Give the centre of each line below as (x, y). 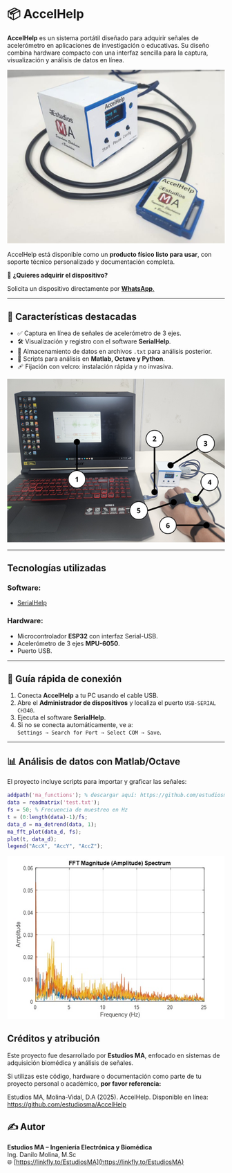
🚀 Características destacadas (72, 317)
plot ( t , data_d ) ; (32, 839)
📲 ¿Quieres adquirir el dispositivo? (58, 275)
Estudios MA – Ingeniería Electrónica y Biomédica (80, 1147)
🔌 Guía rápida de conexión (65, 679)
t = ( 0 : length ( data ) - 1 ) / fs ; (48, 817)
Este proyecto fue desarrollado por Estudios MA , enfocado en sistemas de (114, 1055)
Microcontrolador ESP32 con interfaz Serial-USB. (88, 636)
